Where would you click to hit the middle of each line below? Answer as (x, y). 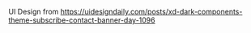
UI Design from (34, 12)
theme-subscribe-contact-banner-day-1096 (82, 20)
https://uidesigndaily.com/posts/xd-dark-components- (151, 12)
